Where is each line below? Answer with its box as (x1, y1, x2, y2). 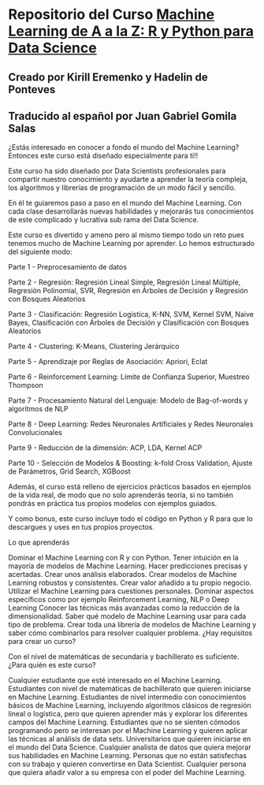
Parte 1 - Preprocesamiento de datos (8, 262, 128, 272)
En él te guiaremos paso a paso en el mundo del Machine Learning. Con (8, 199, 242, 208)
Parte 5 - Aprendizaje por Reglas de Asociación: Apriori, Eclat (8, 357, 208, 366)
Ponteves (8, 83, 56, 96)
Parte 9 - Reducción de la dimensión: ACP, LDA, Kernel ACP (8, 443, 203, 452)
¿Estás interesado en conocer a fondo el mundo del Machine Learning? (8, 143, 240, 152)
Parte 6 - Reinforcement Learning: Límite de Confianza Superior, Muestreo (8, 372, 250, 381)
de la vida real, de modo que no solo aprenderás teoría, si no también (8, 490, 234, 500)
